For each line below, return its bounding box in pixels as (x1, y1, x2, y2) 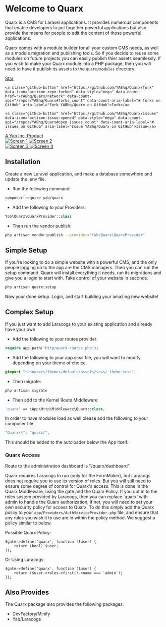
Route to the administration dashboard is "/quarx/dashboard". (5, 463, 131, 469)
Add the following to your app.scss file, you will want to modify (12, 354, 141, 360)
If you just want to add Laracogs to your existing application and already (5, 321, 153, 327)
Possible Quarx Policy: (5, 529, 51, 535)
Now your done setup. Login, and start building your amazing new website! (5, 293, 159, 300)
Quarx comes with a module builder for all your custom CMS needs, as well (5, 45, 159, 51)
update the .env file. (5, 176, 46, 182)
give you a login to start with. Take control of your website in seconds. (5, 275, 149, 281)
